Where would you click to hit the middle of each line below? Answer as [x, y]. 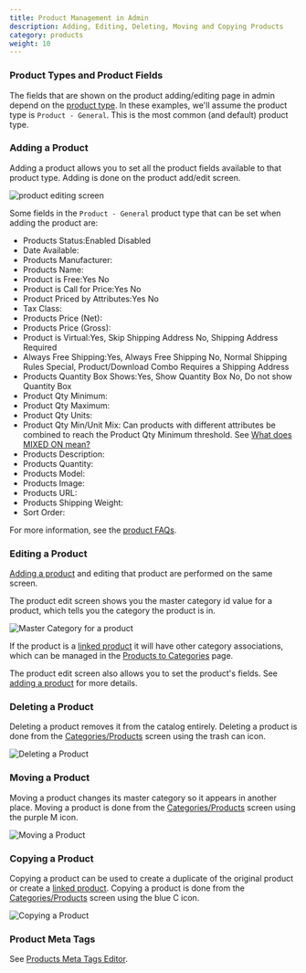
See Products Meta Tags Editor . [69, 959]
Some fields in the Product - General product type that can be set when [145, 213]
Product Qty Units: [58, 415]
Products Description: [63, 454]
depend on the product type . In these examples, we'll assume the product [148, 105]
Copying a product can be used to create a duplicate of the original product [152, 879]
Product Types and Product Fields [86, 76]
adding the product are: [54, 222]
